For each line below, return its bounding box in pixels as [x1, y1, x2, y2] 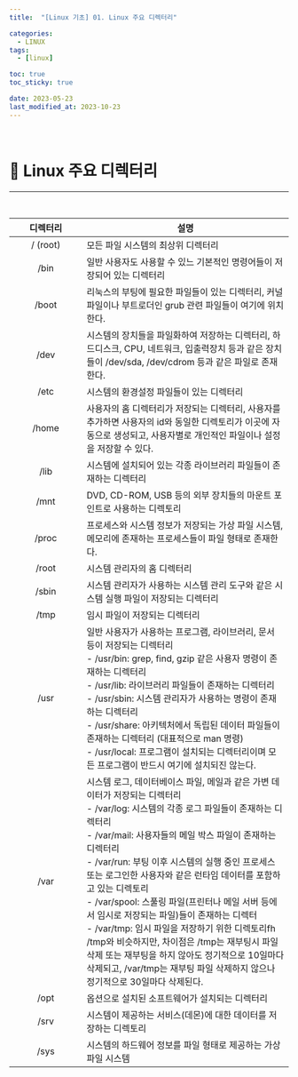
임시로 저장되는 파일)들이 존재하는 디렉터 [97, 908, 257, 921]
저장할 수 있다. [97, 442, 153, 454]
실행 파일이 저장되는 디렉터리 [105, 592, 219, 604]
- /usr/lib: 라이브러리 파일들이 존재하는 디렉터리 [86, 679, 275, 691]
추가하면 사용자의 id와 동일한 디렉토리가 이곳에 [86, 415, 271, 427]
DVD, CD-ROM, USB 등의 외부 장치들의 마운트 [86, 489, 272, 501]
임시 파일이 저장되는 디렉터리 [86, 609, 200, 621]
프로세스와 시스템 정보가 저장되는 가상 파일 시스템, [86, 519, 284, 531]
